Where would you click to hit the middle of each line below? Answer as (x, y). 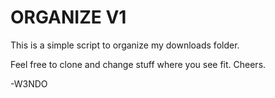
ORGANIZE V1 (68, 17)
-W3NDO (29, 83)
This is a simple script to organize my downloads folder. (125, 45)
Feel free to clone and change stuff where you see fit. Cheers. (138, 64)
